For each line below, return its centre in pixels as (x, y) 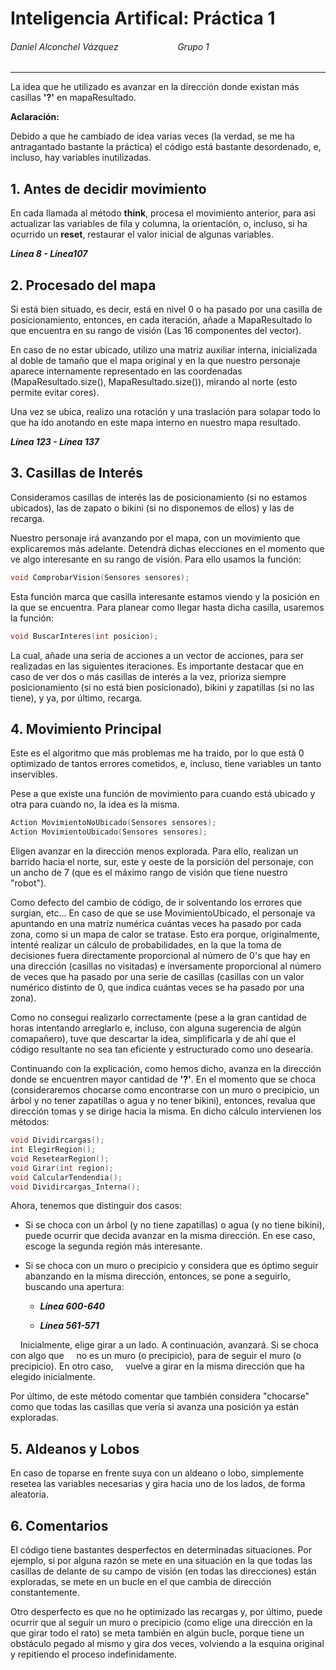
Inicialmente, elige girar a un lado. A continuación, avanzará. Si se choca (169, 1345)
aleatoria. (29, 1494)
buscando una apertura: (74, 1287)
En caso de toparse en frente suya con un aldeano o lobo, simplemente (157, 1473)
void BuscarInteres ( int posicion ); (84, 636)
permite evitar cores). (55, 393)
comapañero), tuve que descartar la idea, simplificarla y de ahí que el (153, 1039)
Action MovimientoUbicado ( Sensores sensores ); (109, 832)
